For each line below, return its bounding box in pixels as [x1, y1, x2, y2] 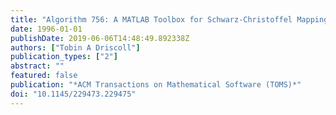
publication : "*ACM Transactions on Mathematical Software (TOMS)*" [10, 80, 302, 90]
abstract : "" [10, 61, 65, 71]
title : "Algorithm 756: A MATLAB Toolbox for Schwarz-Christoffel [10, 14, 293, 25]
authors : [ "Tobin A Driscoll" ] [10, 42, 141, 53]
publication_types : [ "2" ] [10, 52, 118, 62]
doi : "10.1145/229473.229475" [10, 89, 137, 99]
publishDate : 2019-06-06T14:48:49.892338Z [10, 33, 190, 43]
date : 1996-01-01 [10, 24, 83, 34]
